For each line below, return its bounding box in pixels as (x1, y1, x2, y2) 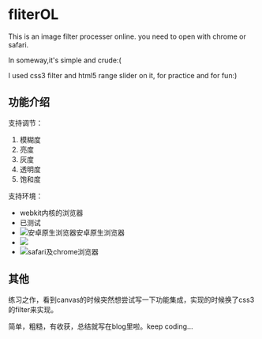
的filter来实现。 (8, 304, 58, 314)
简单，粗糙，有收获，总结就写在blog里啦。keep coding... (8, 322, 193, 331)
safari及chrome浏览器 (27, 247, 99, 256)
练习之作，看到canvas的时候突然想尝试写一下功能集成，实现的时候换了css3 (8, 295, 255, 304)
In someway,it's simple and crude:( (8, 55, 122, 65)
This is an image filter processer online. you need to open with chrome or (8, 32, 246, 41)
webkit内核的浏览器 (19, 208, 84, 217)
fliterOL (8, 6, 59, 24)
